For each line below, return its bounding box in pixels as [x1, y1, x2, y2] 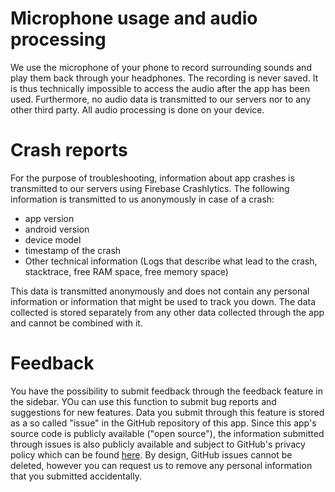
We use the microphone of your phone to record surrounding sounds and [10, 61, 312, 73]
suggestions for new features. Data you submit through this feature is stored [10, 406, 325, 418]
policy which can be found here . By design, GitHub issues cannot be [10, 448, 293, 461]
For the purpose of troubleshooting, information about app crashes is [10, 172, 295, 184]
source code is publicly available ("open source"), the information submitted [10, 427, 325, 439]
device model [24, 233, 82, 246]
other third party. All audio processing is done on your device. [10, 103, 265, 116]
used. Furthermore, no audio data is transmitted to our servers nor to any [10, 93, 312, 105]
